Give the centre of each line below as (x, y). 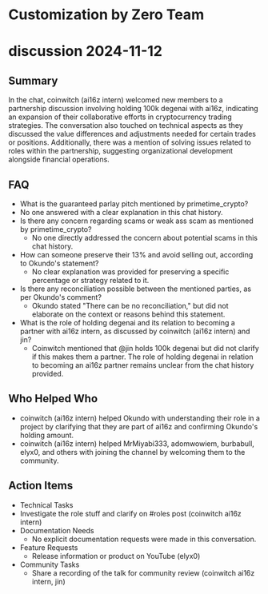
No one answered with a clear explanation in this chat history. (121, 212)
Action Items (41, 486)
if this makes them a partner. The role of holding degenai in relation (142, 357)
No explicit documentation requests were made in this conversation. (144, 539)
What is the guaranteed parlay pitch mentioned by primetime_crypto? (134, 204)
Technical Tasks (46, 504)
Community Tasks (50, 564)
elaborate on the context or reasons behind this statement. (128, 314)
